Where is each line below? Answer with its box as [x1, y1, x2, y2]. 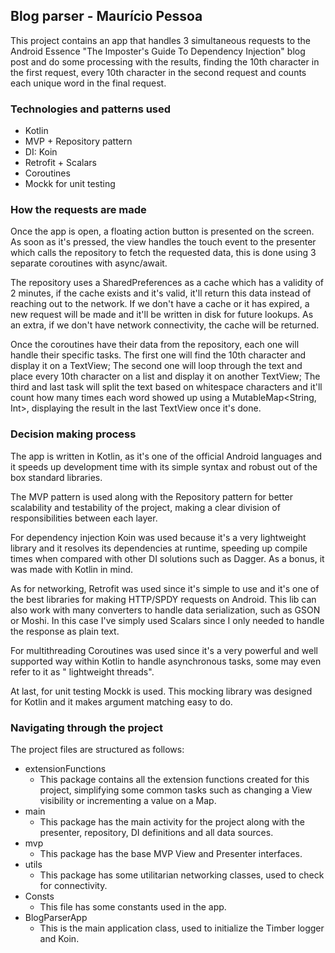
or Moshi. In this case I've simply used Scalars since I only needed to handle [10, 614, 325, 626]
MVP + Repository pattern [24, 135, 133, 148]
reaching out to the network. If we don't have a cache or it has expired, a [10, 298, 310, 310]
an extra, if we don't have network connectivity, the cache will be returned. [10, 319, 320, 331]
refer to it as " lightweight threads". [10, 665, 155, 678]
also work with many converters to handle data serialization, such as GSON [10, 604, 321, 616]
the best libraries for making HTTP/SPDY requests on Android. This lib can [10, 593, 317, 605]
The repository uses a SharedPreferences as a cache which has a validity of [10, 277, 324, 289]
